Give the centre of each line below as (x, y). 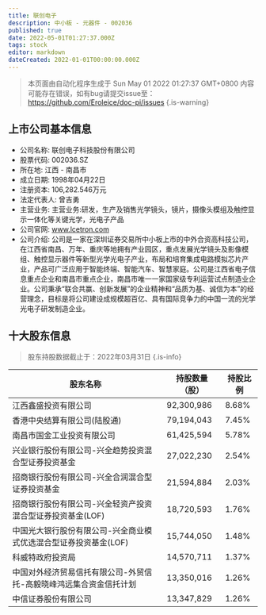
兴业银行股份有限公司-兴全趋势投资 (78, 450)
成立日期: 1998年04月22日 (63, 179)
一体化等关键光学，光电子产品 (75, 219)
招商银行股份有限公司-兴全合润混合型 (82, 477)
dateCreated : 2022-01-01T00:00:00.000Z (74, 60)
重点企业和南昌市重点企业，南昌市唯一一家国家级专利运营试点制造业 (138, 279)
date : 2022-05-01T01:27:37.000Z (61, 38)
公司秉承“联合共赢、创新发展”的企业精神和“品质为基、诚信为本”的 (141, 288)
